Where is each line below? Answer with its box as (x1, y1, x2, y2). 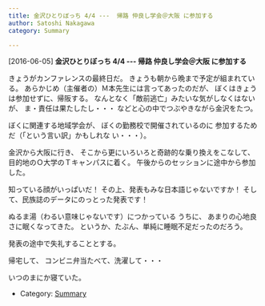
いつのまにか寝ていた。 (8, 273, 86, 283)
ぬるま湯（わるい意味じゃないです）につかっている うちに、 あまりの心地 (8, 211, 251, 221)
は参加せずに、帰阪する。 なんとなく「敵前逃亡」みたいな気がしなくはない (8, 94, 256, 103)
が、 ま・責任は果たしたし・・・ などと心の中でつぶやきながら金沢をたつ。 (8, 103, 258, 113)
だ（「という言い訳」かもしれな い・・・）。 (8, 131, 151, 140)
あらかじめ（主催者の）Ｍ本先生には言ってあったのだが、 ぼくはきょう (23, 83, 258, 93)
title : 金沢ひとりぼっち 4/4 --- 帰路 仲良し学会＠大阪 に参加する (8, 11, 214, 20)
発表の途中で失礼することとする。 (8, 239, 121, 248)
